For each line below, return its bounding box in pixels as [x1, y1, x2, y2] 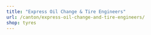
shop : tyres [6, 20, 36, 26]
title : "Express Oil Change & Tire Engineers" [6, 8, 126, 15]
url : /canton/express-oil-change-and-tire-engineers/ [6, 14, 146, 20]
